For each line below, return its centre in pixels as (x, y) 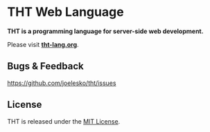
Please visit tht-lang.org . (43, 44)
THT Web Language (65, 12)
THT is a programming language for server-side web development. (105, 31)
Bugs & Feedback (46, 66)
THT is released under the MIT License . (64, 121)
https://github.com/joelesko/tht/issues (62, 83)
